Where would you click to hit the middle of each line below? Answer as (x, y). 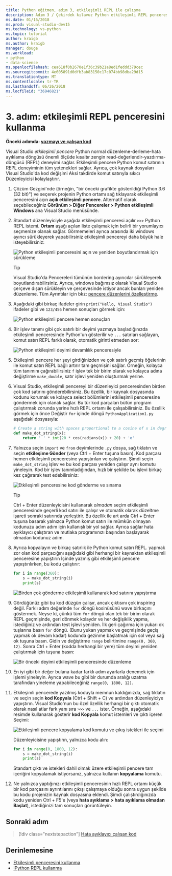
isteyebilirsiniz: (29, 242)
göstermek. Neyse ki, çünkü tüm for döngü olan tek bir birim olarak (84, 613)
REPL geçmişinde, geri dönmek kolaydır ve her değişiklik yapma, (81, 619)
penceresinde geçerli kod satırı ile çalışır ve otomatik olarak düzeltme (86, 511)
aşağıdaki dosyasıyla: (36, 419)
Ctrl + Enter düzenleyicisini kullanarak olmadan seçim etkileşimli (81, 505)
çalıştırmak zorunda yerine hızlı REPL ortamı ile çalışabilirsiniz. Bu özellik (89, 408)
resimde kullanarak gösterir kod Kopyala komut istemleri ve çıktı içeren (88, 714)
